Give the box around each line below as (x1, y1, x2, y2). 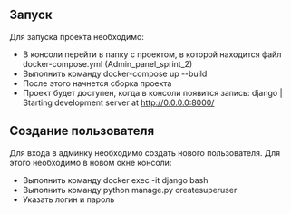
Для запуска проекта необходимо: (9, 31, 145, 42)
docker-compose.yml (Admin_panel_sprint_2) (22, 58, 193, 69)
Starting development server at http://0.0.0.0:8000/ (22, 97, 215, 108)
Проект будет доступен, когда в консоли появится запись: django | (22, 87, 283, 98)
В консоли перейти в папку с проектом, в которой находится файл (22, 49, 282, 60)
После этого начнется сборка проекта (22, 77, 172, 89)
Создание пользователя (9, 123, 155, 139)
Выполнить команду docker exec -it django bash (22, 174, 209, 185)
